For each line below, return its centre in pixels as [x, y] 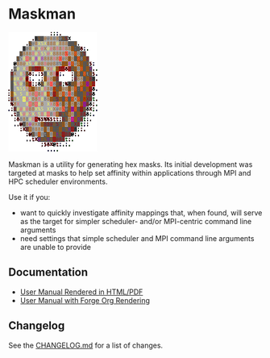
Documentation [48, 272]
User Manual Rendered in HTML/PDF [81, 292]
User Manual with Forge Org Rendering [85, 300]
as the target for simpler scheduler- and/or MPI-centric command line [136, 221]
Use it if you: [29, 197]
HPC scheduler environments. [58, 181]
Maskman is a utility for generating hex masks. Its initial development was [131, 164]
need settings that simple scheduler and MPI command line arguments [137, 238]
